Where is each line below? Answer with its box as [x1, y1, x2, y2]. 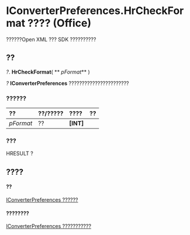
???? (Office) [27, 16, 92, 30]
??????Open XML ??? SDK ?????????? [6, 36, 96, 43]
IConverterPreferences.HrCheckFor [6, 4, 184, 18]
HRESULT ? [6, 150, 33, 157]
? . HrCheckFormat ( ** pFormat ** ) [6, 68, 91, 75]
